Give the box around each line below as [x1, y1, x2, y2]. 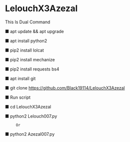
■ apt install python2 [5, 37, 48, 44]
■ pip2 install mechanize [5, 56, 55, 62]
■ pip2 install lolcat [5, 47, 44, 53]
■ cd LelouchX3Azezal [5, 104, 51, 109]
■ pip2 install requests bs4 [5, 66, 60, 72]
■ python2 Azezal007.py [5, 131, 55, 137]
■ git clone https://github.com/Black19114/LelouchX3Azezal [5, 85, 125, 90]
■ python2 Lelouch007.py [5, 113, 57, 119]
